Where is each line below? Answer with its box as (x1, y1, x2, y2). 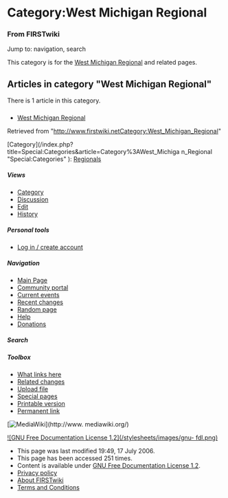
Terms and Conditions (16, 484, 80, 492)
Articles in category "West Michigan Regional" (7, 78, 212, 90)
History (16, 210, 38, 218)
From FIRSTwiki (7, 30, 60, 39)
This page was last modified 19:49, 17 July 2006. (16, 447, 156, 455)
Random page (16, 305, 57, 314)
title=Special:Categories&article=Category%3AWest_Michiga (7, 148, 180, 156)
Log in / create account (16, 243, 84, 252)
